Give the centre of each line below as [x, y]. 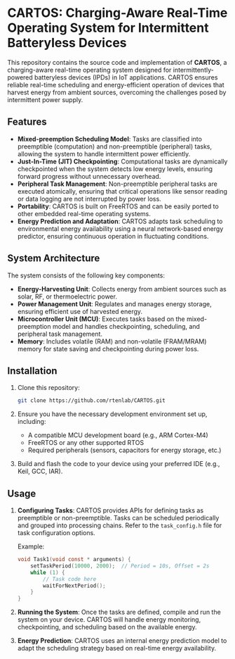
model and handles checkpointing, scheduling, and [126, 326]
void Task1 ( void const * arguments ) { [74, 560]
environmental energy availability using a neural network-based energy [120, 228]
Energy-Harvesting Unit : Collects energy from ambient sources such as [122, 289]
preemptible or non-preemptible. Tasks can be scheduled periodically [118, 518]
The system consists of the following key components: [86, 275]
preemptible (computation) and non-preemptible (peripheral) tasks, [115, 146]
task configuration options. [56, 533]
